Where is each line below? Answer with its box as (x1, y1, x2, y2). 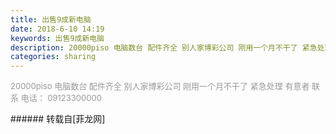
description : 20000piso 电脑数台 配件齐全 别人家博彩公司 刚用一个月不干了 (10, 42, 298, 53)
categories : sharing (10, 52, 97, 62)
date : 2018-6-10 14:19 (10, 24, 105, 34)
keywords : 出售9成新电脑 (10, 33, 105, 43)
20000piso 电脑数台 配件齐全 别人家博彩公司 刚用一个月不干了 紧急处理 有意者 (10, 81, 310, 92)
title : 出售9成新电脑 (10, 14, 92, 25)
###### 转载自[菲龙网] (10, 113, 106, 125)
